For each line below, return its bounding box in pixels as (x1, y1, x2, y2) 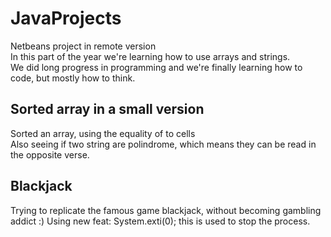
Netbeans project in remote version (10, 40, 157, 52)
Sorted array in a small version (10, 101, 205, 118)
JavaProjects (10, 7, 122, 30)
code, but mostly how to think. (10, 72, 136, 84)
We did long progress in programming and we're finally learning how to (10, 61, 303, 73)
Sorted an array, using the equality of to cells (10, 127, 196, 139)
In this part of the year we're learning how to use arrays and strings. (10, 50, 291, 62)
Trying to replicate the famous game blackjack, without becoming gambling (10, 204, 322, 216)
